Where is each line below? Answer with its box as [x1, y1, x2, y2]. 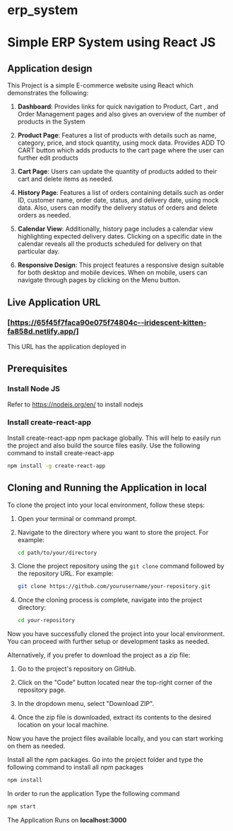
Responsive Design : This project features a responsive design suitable [17, 261, 225, 270]
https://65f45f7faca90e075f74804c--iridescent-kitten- [10, 317, 207, 327]
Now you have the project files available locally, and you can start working [7, 734, 224, 743]
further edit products [17, 154, 79, 162]
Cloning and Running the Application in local [7, 482, 207, 494]
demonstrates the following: [7, 89, 89, 97]
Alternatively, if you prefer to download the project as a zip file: [7, 651, 191, 659]
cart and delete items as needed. [17, 175, 114, 184]
